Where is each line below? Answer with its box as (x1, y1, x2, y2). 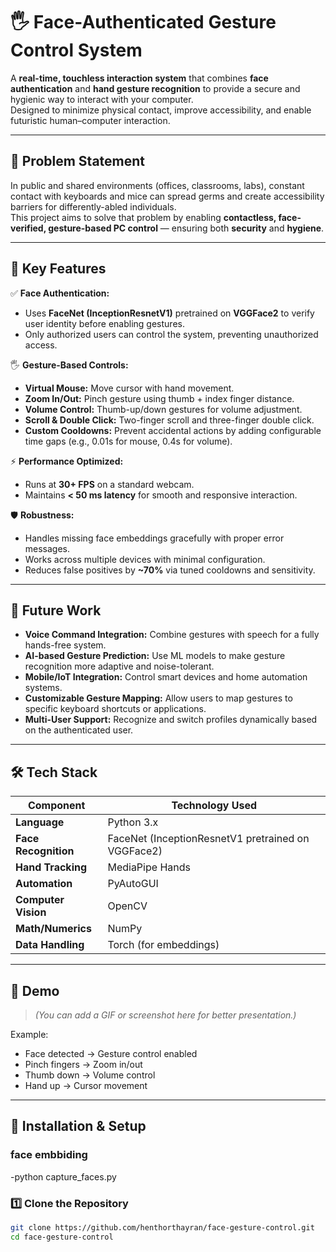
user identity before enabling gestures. (24, 317, 185, 329)
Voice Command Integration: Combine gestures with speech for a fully (24, 629, 320, 641)
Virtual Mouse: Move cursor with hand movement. (24, 382, 235, 394)
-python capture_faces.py (10, 1170, 117, 1183)
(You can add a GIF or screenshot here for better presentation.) (34, 1009, 297, 1021)
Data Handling (15, 938, 85, 952)
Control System (10, 39, 143, 62)
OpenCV (107, 899, 148, 913)
